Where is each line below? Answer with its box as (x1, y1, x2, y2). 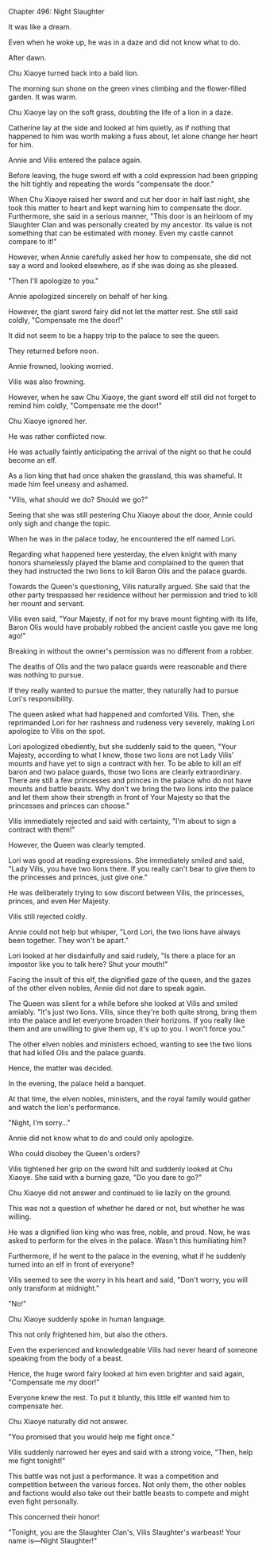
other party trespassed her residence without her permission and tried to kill (8, 590, 258, 600)
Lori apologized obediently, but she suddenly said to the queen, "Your (8, 742, 237, 751)
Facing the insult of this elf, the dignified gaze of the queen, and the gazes (8, 975, 252, 984)
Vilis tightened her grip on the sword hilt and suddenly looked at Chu (8, 1164, 233, 1174)
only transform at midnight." (8, 1283, 100, 1293)
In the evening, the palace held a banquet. (8, 1079, 146, 1088)
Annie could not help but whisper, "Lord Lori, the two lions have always (8, 927, 241, 937)
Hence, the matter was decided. (8, 1063, 114, 1073)
